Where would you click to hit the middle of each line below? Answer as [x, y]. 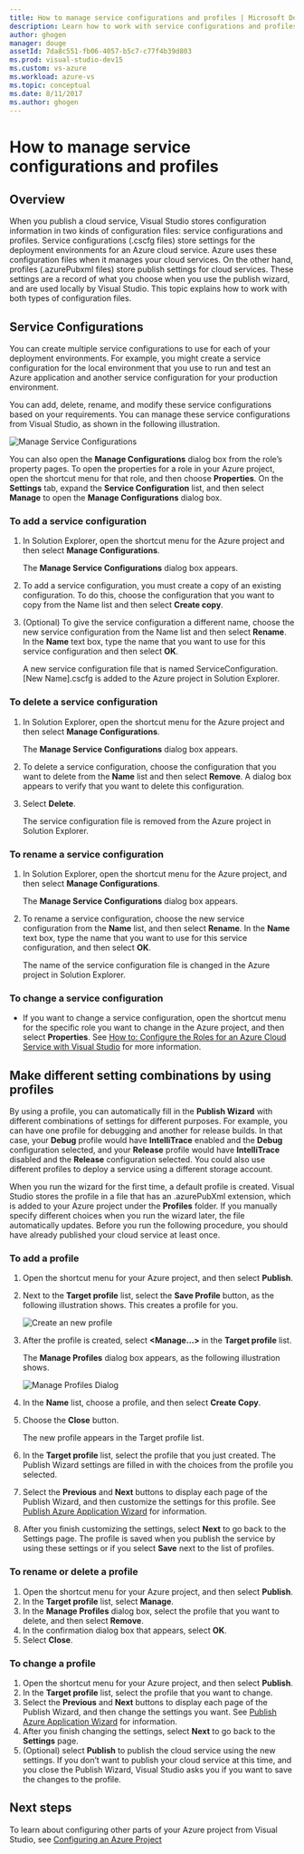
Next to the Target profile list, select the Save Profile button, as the [148, 1296]
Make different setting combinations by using [140, 1075]
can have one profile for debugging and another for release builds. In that [146, 1131]
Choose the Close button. [71, 1421]
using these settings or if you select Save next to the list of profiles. [148, 1548]
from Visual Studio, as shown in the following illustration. [115, 424]
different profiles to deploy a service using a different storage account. [141, 1170]
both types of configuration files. [71, 298]
